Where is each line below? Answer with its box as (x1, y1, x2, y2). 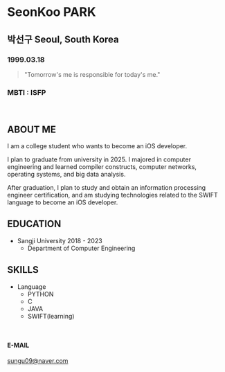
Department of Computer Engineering (27, 244, 136, 252)
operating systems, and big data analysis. (7, 170, 126, 178)
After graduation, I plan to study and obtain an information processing (7, 183, 206, 191)
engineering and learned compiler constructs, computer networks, (7, 162, 197, 170)
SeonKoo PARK (7, 4, 96, 20)
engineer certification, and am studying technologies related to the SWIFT (7, 191, 218, 199)
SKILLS (7, 264, 39, 276)
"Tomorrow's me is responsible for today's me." (24, 70, 161, 78)
